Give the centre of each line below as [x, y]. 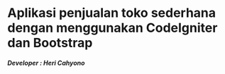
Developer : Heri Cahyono [46, 63]
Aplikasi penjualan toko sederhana [112, 13]
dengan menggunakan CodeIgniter [112, 28]
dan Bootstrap [50, 43]
